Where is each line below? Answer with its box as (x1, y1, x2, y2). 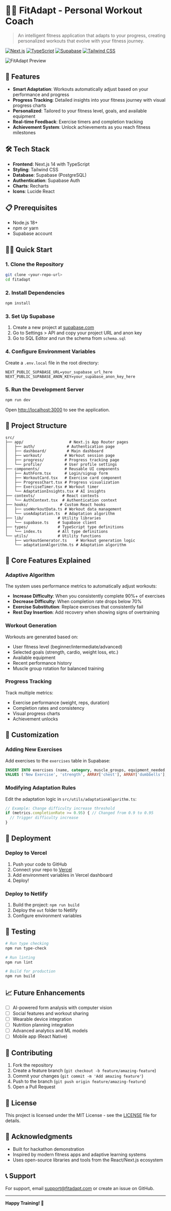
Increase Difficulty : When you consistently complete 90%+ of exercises (12, 593, 165, 599)
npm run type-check (5, 945, 47, 951)
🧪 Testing (5, 927, 36, 936)
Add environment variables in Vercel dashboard (12, 872, 113, 878)
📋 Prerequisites (5, 203, 58, 212)
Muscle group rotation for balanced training (12, 665, 104, 671)
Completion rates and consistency (12, 705, 85, 711)
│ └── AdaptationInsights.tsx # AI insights (5, 488, 106, 494)
